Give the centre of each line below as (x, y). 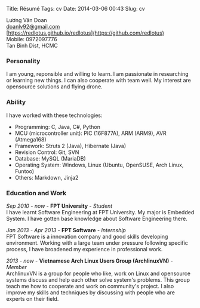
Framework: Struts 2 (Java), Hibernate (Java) (70, 146)
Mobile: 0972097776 (32, 39)
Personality (23, 61)
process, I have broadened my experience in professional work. (84, 249)
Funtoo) (24, 171)
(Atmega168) (30, 139)
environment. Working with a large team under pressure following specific (97, 243)
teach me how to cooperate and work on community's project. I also (90, 286)
